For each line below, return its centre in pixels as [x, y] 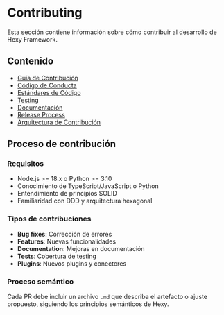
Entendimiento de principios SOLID [67, 194]
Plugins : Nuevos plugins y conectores [72, 263]
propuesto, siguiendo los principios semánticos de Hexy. [88, 304]
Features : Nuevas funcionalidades [67, 241]
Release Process [41, 114]
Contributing [45, 13]
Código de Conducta [47, 85]
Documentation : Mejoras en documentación [81, 248]
